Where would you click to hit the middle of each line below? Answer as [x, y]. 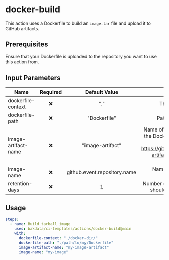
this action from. [22, 62]
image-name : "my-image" [44, 252]
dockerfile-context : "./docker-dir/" [58, 238]
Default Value [101, 92]
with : [20, 233]
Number [152, 183]
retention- [20, 183]
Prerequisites [27, 45]
